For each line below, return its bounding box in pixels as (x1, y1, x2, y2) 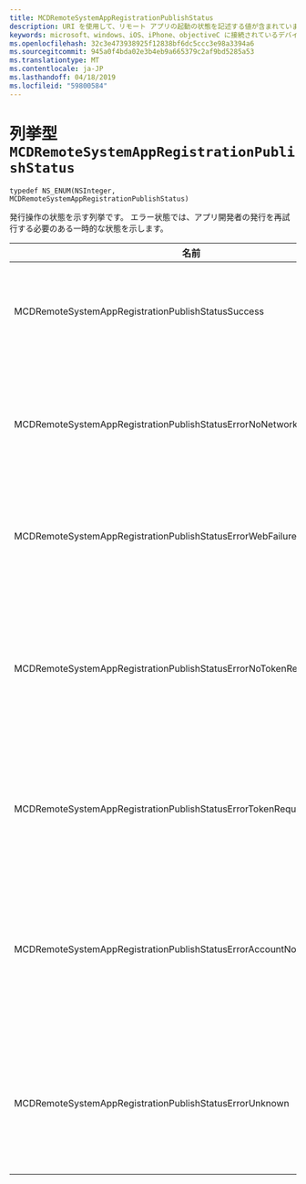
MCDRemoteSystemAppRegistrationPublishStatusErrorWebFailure (14, 529, 298, 542)
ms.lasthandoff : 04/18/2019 (9, 73, 117, 82)
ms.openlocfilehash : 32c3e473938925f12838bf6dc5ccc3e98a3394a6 (9, 38, 255, 48)
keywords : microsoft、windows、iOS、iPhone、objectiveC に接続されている (9, 30, 279, 39)
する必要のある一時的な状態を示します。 (16, 223, 168, 234)
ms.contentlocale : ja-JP (9, 65, 104, 74)
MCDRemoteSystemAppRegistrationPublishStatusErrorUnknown (14, 1096, 290, 1109)
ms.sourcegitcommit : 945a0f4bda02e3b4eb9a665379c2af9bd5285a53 (9, 47, 255, 57)
